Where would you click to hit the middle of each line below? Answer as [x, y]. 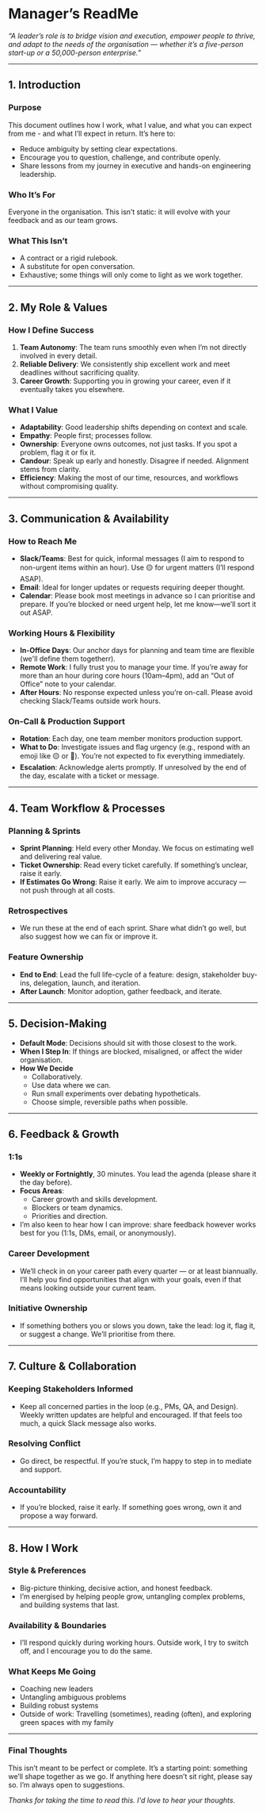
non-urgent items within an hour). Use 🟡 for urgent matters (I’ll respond [137, 567]
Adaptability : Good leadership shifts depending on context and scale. [133, 427]
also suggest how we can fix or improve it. [89, 936]
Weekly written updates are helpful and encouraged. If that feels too [131, 1415]
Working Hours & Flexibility [62, 633]
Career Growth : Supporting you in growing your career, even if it [125, 381]
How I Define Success [51, 330]
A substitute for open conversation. [77, 267]
